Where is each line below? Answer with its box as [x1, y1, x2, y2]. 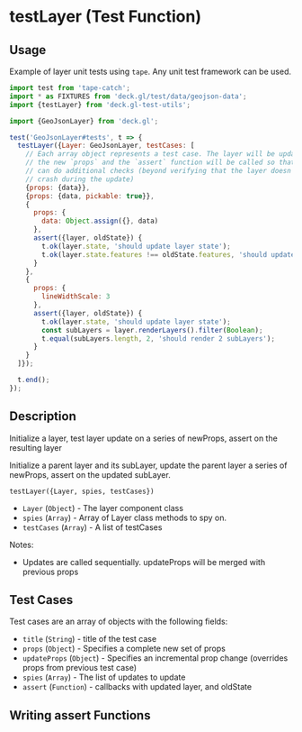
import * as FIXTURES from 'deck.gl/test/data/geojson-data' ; [9, 92, 247, 101]
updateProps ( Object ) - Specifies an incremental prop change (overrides [22, 653, 289, 663]
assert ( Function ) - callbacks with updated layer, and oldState [22, 682, 253, 692]
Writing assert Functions [9, 708, 151, 723]
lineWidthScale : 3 [41, 292, 111, 301]
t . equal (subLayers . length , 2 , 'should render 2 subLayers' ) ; [41, 334, 276, 343]
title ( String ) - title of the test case [22, 634, 157, 645]
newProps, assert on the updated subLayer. [9, 469, 171, 480]
